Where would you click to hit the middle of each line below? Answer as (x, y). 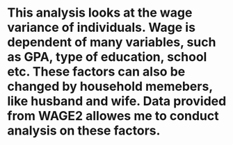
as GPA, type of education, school (107, 57)
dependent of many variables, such (112, 42)
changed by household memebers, (110, 86)
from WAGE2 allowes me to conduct (113, 116)
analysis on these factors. (84, 131)
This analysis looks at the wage (100, 13)
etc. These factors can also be (96, 72)
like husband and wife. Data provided (117, 101)
